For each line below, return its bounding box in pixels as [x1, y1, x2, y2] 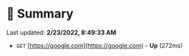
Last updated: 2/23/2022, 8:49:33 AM [6, 28, 117, 36]
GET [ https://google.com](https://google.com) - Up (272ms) [16, 41, 184, 49]
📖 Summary [6, 6, 74, 22]
